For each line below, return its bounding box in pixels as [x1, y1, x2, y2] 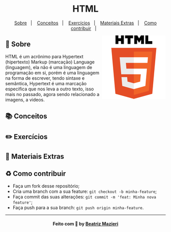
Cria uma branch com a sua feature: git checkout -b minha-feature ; [12, 188, 157, 194]
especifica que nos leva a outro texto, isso [5, 86, 94, 92]
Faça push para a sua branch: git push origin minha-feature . [12, 204, 144, 211]
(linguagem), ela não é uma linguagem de [5, 64, 93, 70]
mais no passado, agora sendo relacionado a [5, 91, 100, 97]
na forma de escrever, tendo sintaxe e [5, 75, 85, 81]
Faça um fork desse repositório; [12, 183, 80, 189]
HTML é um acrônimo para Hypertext [5, 53, 84, 59]
